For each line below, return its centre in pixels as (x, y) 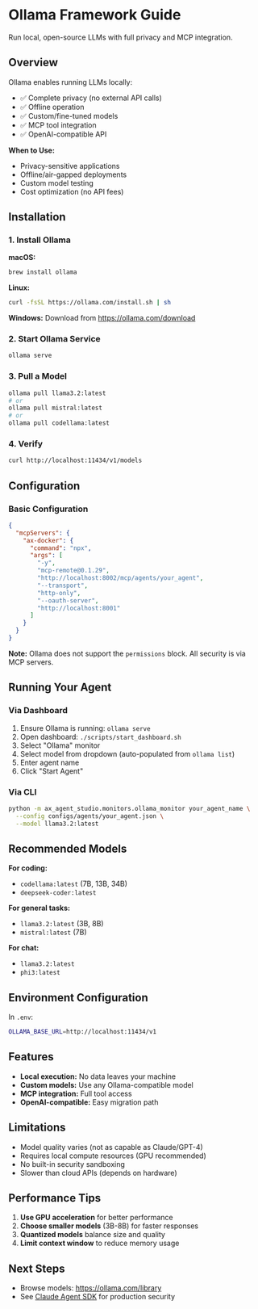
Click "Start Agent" (52, 771)
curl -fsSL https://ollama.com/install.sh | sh (90, 303)
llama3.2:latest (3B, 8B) (62, 924)
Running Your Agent (60, 688)
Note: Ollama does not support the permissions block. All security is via (127, 653)
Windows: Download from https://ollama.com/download (102, 318)
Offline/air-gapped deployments (73, 174)
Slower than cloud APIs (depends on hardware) (98, 1173)
